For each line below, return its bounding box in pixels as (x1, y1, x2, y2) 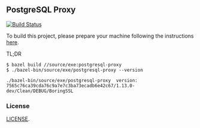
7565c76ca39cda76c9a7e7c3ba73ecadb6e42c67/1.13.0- (6, 83, 135, 89)
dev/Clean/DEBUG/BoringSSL (6, 88, 74, 94)
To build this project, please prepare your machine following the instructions (6, 32, 194, 39)
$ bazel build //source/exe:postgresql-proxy (6, 62, 122, 68)
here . (6, 38, 19, 45)
